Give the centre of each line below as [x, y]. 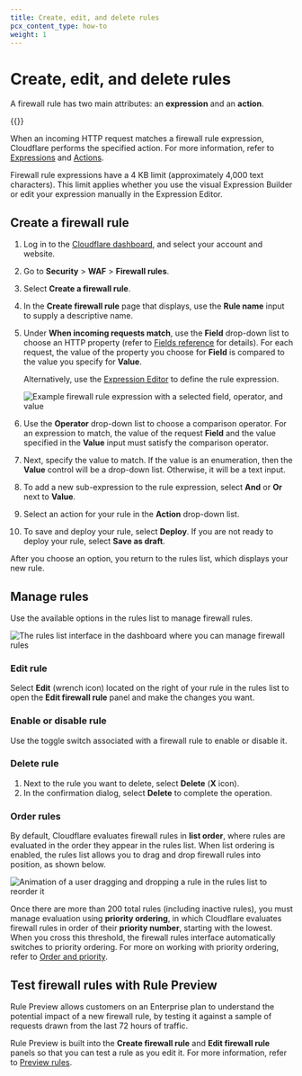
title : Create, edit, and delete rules [85, 18]
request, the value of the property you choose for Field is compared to [154, 353]
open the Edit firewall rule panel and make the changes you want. [133, 697]
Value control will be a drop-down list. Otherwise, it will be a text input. [154, 470]
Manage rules [49, 596]
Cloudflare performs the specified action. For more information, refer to [142, 148]
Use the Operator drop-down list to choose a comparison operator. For [155, 424]
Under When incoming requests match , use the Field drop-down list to [156, 333]
